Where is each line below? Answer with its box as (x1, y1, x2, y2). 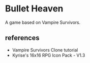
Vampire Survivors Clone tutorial (12, 47, 78, 53)
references (5, 34, 40, 42)
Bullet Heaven (5, 3, 63, 14)
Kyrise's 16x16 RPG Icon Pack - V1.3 (12, 52, 85, 58)
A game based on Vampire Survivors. (5, 19, 81, 25)
